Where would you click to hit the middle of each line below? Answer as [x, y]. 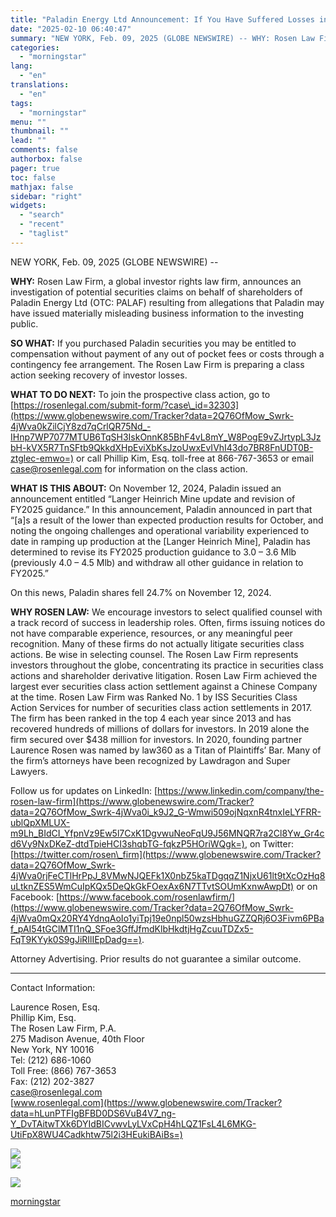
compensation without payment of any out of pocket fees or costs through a [167, 353]
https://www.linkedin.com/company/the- [241, 790]
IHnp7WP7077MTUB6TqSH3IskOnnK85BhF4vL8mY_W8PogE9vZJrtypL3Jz [166, 437]
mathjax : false [42, 187]
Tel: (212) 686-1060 [51, 1060]
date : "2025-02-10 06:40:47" [71, 29]
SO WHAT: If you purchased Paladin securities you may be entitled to [153, 343]
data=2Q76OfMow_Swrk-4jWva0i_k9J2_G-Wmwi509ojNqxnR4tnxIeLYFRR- [166, 812]
